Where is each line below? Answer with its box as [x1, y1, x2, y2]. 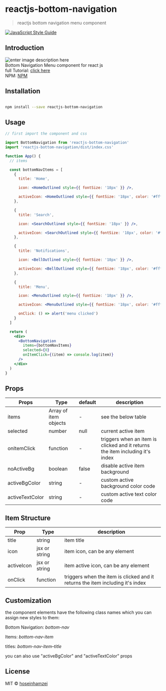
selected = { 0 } [23, 348, 50, 353]
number [48, 428, 67, 435]
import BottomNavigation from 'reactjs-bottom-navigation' [5, 140, 129, 145]
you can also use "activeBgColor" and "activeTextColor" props [5, 653, 132, 659]
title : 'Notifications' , [18, 248, 70, 253]
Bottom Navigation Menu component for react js [5, 62, 103, 68]
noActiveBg [7, 465, 35, 472]
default [79, 399, 96, 406]
